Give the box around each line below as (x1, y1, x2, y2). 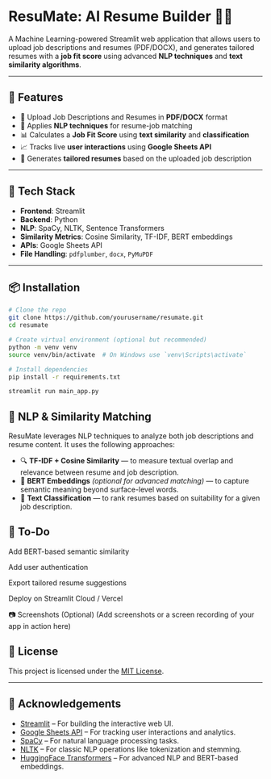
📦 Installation (8, 280, 81, 294)
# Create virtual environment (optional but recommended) (8, 336, 207, 344)
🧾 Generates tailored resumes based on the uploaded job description (19, 153, 252, 163)
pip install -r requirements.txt (8, 373, 121, 381)
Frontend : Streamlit (19, 206, 85, 216)
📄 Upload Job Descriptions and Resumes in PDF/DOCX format (19, 112, 228, 122)
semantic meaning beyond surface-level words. (19, 484, 179, 495)
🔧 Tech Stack (8, 185, 76, 199)
